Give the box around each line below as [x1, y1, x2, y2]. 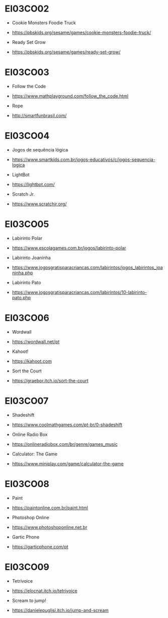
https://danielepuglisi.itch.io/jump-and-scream [12, 607, 109, 613]
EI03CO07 [5, 395, 49, 407]
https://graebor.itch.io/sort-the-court [12, 377, 89, 383]
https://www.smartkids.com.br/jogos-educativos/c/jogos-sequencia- [12, 157, 155, 163]
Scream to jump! [12, 597, 46, 603]
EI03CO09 [5, 561, 50, 573]
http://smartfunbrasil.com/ [12, 112, 67, 118]
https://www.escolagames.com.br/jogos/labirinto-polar [12, 245, 126, 251]
